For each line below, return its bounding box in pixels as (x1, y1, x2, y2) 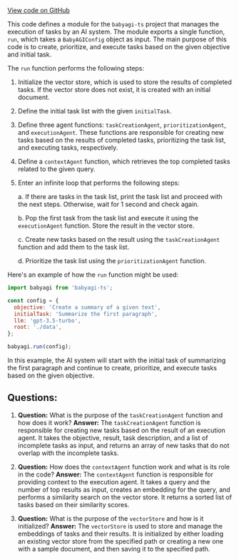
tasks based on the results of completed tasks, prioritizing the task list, (17, 136, 226, 144)
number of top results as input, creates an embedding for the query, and (17, 485, 230, 494)
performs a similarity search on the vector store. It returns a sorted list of (17, 492, 232, 502)
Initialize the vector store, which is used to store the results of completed (17, 78, 232, 86)
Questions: (7, 392, 58, 404)
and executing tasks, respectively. (17, 143, 118, 152)
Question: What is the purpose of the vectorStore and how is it (17, 514, 204, 523)
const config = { (7, 297, 59, 304)
